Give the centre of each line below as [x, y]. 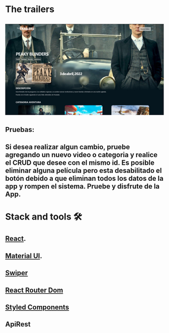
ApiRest [18, 324]
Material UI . [24, 256]
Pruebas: [20, 130]
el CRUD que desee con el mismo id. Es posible [80, 162]
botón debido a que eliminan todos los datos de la [84, 178]
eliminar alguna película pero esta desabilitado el [83, 171]
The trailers [30, 9]
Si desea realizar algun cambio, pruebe [68, 147]
